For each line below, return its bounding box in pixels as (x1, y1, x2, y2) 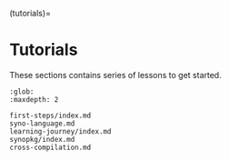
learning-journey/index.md (9, 126, 112, 136)
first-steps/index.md (9, 111, 92, 120)
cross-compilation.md (9, 143, 92, 152)
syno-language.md (9, 118, 75, 128)
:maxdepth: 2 (9, 95, 59, 104)
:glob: (9, 86, 35, 96)
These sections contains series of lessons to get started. (9, 69, 222, 80)
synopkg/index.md (9, 135, 75, 144)
